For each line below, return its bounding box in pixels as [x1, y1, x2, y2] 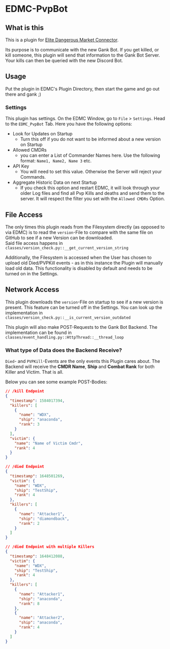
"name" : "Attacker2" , [18, 615, 65, 620]
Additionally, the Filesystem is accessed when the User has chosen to [5, 254, 152, 260]
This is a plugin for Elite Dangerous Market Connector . [5, 37, 119, 43]
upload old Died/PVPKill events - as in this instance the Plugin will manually [5, 260, 163, 266]
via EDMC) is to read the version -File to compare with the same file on [5, 229, 153, 235]
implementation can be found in [5, 329, 72, 335]
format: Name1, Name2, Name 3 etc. [20, 158, 92, 164]
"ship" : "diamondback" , [18, 516, 70, 521]
